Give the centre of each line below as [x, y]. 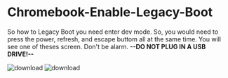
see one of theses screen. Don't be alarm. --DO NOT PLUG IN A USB [107, 46]
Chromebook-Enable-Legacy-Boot [110, 12]
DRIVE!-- [21, 54]
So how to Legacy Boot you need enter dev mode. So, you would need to [113, 32]
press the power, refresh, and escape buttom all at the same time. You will [114, 39]
